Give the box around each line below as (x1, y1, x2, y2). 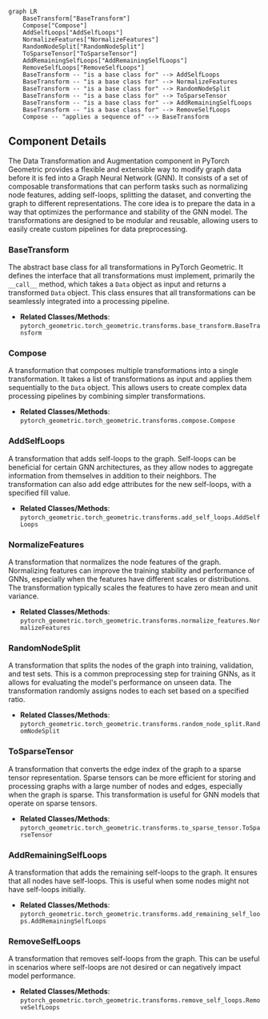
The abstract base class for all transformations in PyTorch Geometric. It (8, 262, 244, 272)
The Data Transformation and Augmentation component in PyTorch (8, 156, 230, 165)
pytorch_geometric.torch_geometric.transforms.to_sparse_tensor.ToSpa (19, 823, 261, 832)
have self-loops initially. (8, 884, 86, 894)
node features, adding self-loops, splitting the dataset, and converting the (8, 189, 252, 200)
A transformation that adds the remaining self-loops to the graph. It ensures (8, 867, 258, 877)
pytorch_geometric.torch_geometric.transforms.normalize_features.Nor (19, 617, 261, 625)
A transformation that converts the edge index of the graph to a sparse (8, 764, 242, 773)
